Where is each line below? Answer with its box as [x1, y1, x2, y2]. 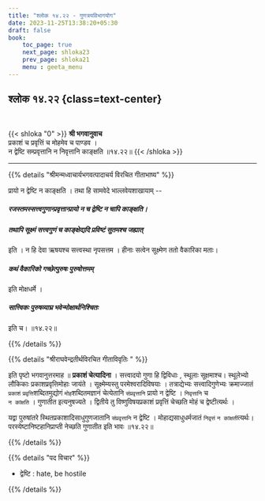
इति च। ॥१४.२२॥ [8, 323, 58, 332]
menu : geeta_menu [22, 63, 83, 71]
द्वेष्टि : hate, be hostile [19, 469, 87, 478]
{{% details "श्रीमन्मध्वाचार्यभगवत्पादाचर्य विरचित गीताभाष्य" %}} [8, 169, 175, 179]
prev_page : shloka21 [22, 56, 90, 64]
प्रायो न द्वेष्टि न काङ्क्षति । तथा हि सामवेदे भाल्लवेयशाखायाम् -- [8, 185, 162, 195]
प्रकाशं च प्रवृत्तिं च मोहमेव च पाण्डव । [8, 138, 98, 147]
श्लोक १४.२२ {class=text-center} [8, 93, 162, 106]
